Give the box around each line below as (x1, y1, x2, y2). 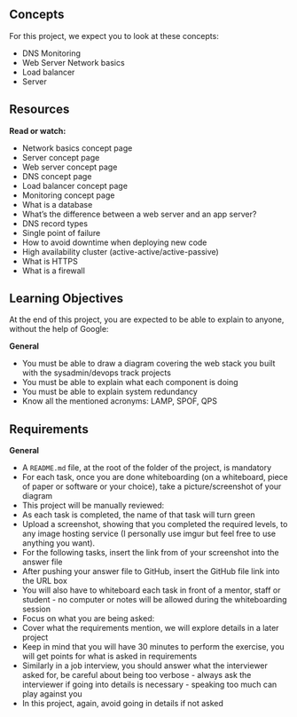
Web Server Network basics (21, 57, 126, 67)
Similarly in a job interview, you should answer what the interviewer (21, 660, 269, 671)
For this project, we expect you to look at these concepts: (9, 30, 219, 41)
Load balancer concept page (21, 180, 129, 191)
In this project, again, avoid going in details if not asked (21, 698, 224, 709)
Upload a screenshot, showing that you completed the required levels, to (21, 519, 288, 530)
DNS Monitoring (21, 48, 82, 59)
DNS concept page (21, 170, 92, 181)
